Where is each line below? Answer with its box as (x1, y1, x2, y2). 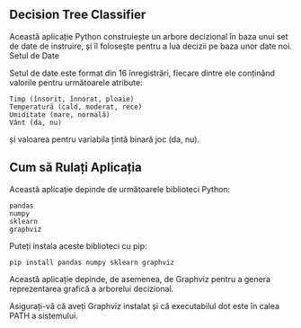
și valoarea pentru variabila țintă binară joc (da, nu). (9, 134, 200, 145)
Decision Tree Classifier (9, 7, 146, 22)
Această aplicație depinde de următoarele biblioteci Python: (9, 183, 231, 194)
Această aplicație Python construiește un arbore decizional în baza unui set (9, 31, 289, 41)
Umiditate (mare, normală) (9, 110, 111, 120)
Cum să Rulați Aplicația (9, 160, 142, 175)
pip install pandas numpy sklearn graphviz (9, 258, 175, 267)
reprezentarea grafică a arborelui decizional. (9, 283, 174, 294)
